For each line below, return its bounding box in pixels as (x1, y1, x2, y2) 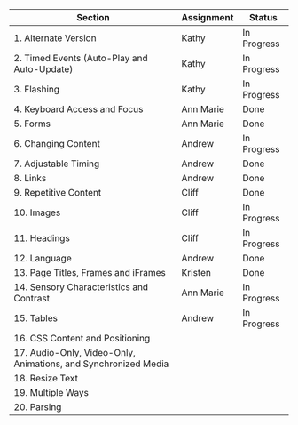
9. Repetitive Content (13, 187, 102, 198)
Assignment (181, 12, 234, 23)
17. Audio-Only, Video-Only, (13, 347, 136, 358)
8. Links (13, 172, 47, 184)
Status (249, 12, 278, 23)
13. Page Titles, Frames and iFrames (13, 267, 166, 278)
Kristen (181, 267, 211, 278)
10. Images (13, 206, 61, 219)
